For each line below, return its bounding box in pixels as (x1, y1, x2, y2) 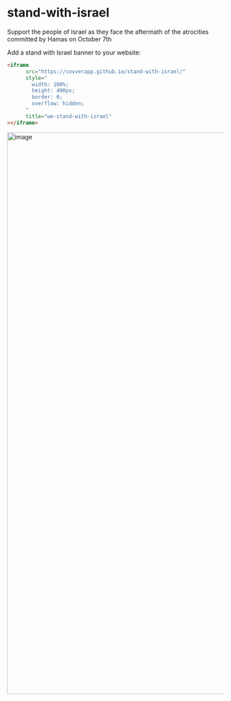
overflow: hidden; (32, 100, 85, 108)
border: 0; (32, 94, 63, 101)
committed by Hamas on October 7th (7, 34, 112, 43)
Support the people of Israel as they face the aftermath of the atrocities (7, 28, 209, 36)
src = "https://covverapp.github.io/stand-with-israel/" (25, 68, 186, 75)
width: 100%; (32, 81, 69, 88)
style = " (25, 74, 48, 81)
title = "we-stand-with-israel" (25, 112, 112, 120)
